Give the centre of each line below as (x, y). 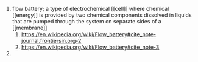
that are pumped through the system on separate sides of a (87, 21)
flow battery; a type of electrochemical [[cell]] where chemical (90, 9)
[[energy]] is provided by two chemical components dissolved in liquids (102, 15)
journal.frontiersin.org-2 (51, 41)
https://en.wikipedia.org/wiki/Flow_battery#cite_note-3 (90, 47)
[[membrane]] (30, 28)
